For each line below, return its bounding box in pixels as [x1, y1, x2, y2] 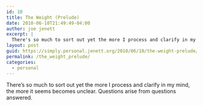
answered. [6, 94, 33, 101]
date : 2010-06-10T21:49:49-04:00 [6, 20, 91, 26]
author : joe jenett [6, 25, 56, 32]
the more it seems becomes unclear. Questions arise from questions [6, 88, 176, 95]
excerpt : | [6, 31, 34, 37]
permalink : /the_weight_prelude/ [6, 54, 91, 60]
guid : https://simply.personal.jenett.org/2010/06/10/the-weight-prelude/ [6, 48, 199, 54]
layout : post [6, 43, 39, 49]
